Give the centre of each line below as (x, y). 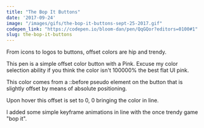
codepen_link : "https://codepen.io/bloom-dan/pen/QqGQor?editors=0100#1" (102, 29)
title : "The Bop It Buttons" (43, 12)
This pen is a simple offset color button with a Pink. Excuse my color (92, 64)
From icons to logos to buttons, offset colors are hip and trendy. (86, 52)
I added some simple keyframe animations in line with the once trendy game (102, 112)
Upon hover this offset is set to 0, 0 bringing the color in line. (82, 101)
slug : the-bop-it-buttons (39, 35)
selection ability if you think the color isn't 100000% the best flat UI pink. (98, 70)
